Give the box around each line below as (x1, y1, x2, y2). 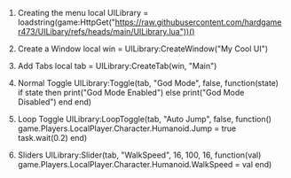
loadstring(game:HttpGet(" (17, 17, 115, 27)
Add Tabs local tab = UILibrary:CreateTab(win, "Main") (17, 61, 217, 71)
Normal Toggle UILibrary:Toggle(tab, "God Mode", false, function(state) (17, 78, 279, 88)
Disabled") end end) (17, 97, 91, 107)
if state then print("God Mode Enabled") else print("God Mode (17, 88, 245, 97)
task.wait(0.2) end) (17, 133, 88, 143)
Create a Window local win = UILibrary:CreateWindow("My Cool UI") (17, 43, 269, 54)
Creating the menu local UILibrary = (17, 8, 149, 18)
